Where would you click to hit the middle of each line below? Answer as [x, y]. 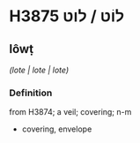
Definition [31, 93]
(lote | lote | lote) [39, 70]
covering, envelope [57, 129]
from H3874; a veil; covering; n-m [70, 112]
